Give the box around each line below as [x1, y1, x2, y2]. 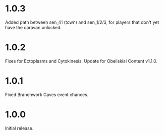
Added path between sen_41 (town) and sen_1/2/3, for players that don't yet [5, 19, 160, 25]
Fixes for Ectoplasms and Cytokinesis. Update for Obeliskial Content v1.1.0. [5, 58, 158, 64]
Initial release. [5, 125, 34, 131]
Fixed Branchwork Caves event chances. [5, 92, 89, 98]
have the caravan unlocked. [5, 24, 62, 30]
